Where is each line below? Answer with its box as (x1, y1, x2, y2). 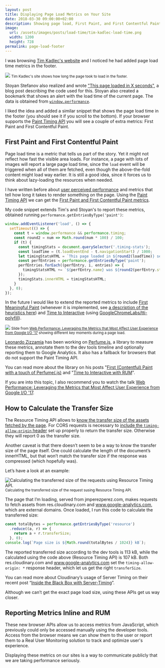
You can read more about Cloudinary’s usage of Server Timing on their (5, 574, 148, 580)
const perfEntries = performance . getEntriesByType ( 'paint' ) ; (18, 258, 146, 263)
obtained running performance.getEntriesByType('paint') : (5, 212, 124, 218)
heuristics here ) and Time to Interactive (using (5, 310, 99, 316)
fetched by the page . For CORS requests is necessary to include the (5, 423, 143, 429)
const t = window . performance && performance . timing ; (14, 231, 126, 236)
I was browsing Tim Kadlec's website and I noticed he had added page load (5, 57, 158, 63)
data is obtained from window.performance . (5, 98, 91, 104)
